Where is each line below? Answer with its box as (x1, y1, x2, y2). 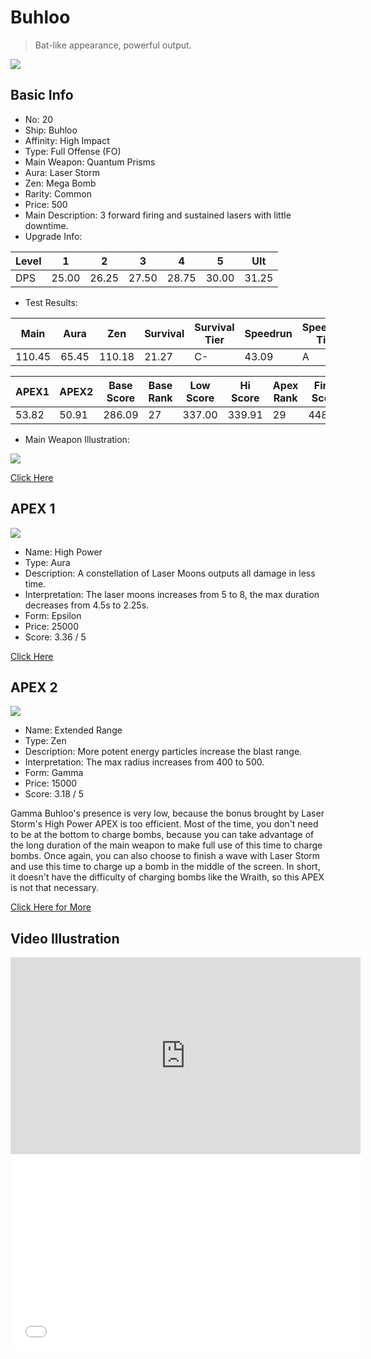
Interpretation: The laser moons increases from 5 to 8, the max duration (24, 588, 320, 600)
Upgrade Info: (24, 230, 83, 242)
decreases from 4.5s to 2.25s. (24, 599, 150, 611)
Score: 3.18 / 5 (24, 788, 85, 800)
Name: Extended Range (24, 724, 123, 736)
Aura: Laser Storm (24, 166, 100, 178)
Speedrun (244, 326, 293, 340)
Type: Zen (24, 735, 67, 747)
